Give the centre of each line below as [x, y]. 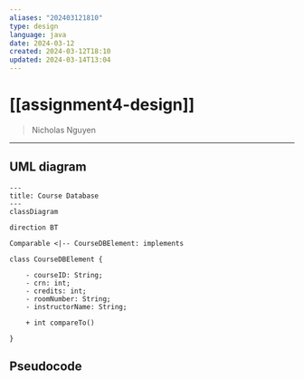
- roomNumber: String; [68, 299]
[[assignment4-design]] [102, 105]
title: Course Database [54, 196]
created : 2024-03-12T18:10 [60, 52]
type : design [34, 26]
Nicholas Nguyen [64, 130]
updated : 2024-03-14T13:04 [60, 60]
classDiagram [34, 211]
